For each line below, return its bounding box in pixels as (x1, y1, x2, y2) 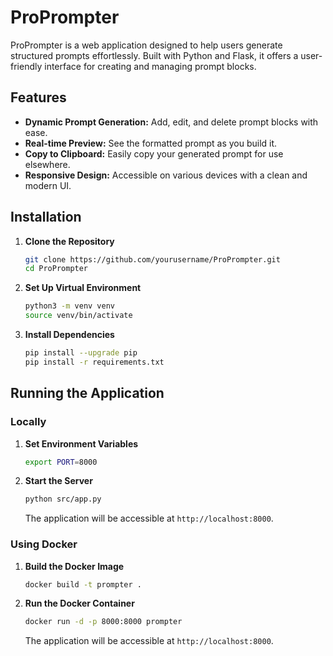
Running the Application (10, 385, 165, 402)
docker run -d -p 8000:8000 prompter (24, 617, 183, 627)
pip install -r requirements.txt (24, 357, 165, 367)
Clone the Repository (24, 235, 115, 247)
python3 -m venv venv (24, 301, 116, 311)
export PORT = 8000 (24, 457, 98, 467)
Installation (10, 209, 82, 226)
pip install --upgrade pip (24, 348, 138, 358)
